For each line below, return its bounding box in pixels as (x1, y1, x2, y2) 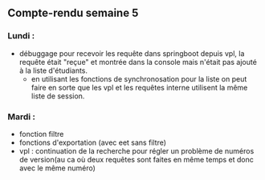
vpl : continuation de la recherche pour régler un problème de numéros (18, 146, 255, 155)
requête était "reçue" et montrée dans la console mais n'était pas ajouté (18, 57, 258, 66)
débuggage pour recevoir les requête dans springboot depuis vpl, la (18, 48, 245, 58)
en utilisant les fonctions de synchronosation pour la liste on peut (31, 74, 247, 83)
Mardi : (7, 111, 36, 122)
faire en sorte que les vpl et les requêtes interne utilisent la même (31, 82, 248, 92)
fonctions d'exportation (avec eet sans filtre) (18, 138, 166, 147)
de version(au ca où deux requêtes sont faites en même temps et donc (18, 154, 254, 164)
